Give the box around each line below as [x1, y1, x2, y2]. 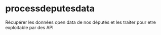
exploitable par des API [5, 24, 54, 30]
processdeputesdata [5, 3, 95, 14]
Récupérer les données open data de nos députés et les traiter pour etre [5, 19, 156, 25]
